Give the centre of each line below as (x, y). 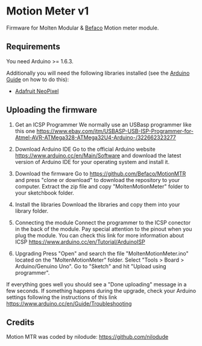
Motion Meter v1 (48, 11)
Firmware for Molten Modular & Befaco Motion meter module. (83, 28)
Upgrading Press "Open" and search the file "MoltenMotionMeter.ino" (102, 253)
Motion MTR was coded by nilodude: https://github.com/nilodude (87, 337)
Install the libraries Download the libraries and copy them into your (97, 204)
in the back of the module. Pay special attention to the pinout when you (103, 229)
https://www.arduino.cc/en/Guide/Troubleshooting (69, 303)
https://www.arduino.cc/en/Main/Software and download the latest (98, 156)
